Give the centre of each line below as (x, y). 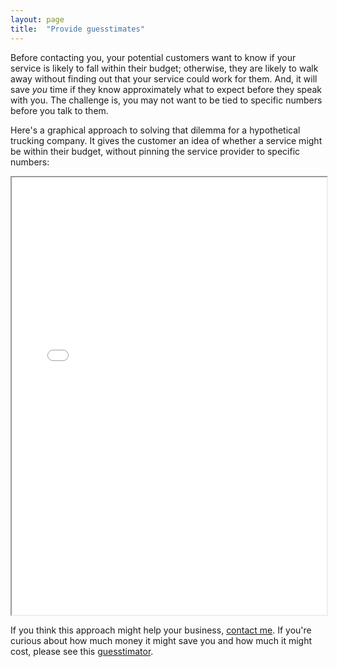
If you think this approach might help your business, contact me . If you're (161, 630)
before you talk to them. (59, 110)
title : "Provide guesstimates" (77, 29)
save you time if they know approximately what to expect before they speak (166, 89)
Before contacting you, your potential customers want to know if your (153, 57)
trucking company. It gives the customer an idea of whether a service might (166, 140)
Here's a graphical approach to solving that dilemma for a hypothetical (155, 130)
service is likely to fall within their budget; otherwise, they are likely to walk (164, 68)
